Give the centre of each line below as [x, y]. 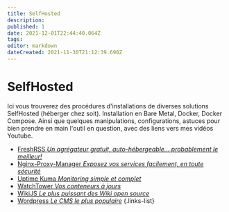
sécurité [29, 171]
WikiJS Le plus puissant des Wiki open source [83, 193]
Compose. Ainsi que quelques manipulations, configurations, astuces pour [114, 121]
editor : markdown [32, 46]
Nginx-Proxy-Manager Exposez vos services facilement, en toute [110, 163]
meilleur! [29, 156]
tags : [15, 40]
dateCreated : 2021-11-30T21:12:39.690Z [65, 53]
